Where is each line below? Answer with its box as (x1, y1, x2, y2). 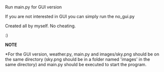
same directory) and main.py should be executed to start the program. (5, 62, 147, 67)
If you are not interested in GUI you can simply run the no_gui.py (5, 14, 135, 19)
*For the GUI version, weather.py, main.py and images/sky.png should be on (5, 51, 160, 57)
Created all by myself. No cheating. (5, 23, 76, 29)
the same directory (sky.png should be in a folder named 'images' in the (5, 56, 150, 62)
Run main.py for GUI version (5, 4, 62, 10)
